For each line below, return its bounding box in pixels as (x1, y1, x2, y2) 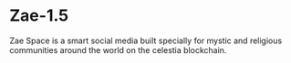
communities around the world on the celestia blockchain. (9, 44, 227, 55)
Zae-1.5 (9, 5, 69, 26)
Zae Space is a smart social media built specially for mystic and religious (9, 35, 283, 46)
